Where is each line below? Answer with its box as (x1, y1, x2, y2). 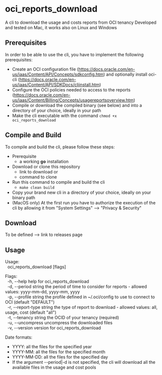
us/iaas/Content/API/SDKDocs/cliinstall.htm (12, 82, 100, 87)
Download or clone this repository (12, 164, 80, 170)
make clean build (19, 185, 55, 190)
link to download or (19, 169, 58, 174)
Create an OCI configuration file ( (12, 66, 79, 72)
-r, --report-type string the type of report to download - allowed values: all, (7, 305, 158, 310)
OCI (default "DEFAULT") (5, 299, 55, 305)
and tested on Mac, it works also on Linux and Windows (5, 24, 117, 30)
